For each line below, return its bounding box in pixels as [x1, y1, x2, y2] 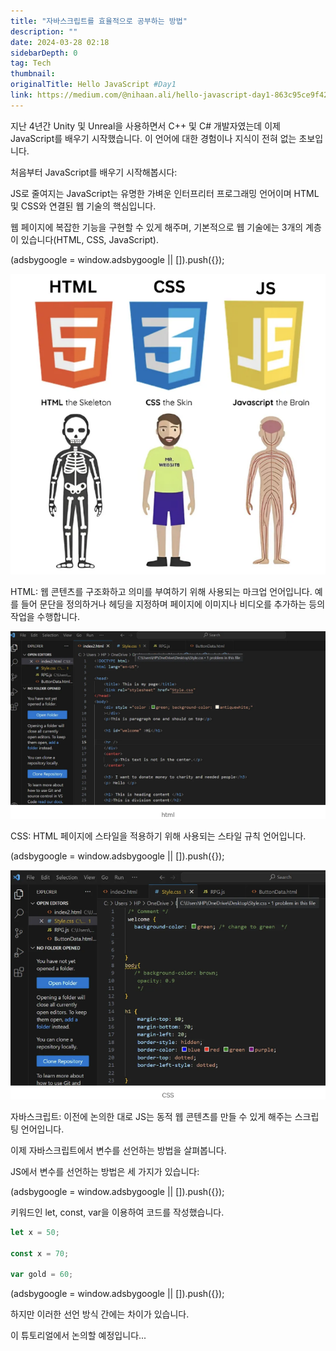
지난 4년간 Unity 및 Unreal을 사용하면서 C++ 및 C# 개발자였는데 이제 [10, 120, 281, 132]
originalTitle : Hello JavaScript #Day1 [10, 80, 177, 90]
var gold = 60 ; [10, 1270, 74, 1280]
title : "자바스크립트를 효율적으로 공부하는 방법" [10, 16, 188, 26]
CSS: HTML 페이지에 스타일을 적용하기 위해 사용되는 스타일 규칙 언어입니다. [10, 830, 307, 842]
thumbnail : [10, 69, 56, 79]
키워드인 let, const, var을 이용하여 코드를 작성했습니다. [10, 1206, 225, 1218]
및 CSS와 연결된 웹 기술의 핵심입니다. [10, 200, 157, 212]
